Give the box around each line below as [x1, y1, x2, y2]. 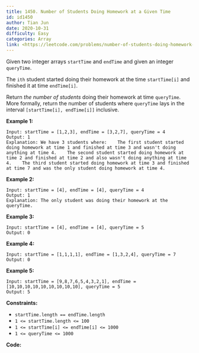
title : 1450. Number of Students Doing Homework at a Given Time [6, 8, 171, 15]
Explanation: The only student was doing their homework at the [6, 197, 168, 203]
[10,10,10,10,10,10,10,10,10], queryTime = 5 [6, 284, 120, 290]
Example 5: [6, 267, 34, 274]
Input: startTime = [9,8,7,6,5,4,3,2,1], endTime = [6, 278, 136, 284]
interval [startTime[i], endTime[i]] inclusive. [6, 106, 120, 113]
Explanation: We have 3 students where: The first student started [6, 139, 184, 145]
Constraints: [6, 299, 38, 306]
